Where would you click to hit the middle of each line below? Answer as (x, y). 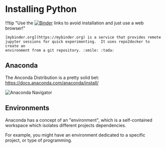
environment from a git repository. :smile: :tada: (60, 50)
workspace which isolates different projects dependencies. (66, 125)
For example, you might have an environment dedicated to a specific (75, 135)
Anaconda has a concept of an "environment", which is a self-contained (79, 120)
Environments (27, 108)
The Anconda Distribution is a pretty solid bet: (52, 77)
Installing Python (41, 9)
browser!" (15, 28)
